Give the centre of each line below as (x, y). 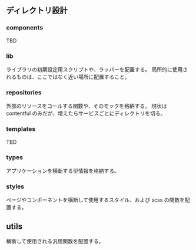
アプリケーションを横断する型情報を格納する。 (63, 170)
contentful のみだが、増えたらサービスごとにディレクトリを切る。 (86, 113)
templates (21, 129)
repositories (24, 92)
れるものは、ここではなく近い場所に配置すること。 (68, 77)
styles (15, 186)
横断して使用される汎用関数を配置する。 (55, 241)
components (25, 28)
